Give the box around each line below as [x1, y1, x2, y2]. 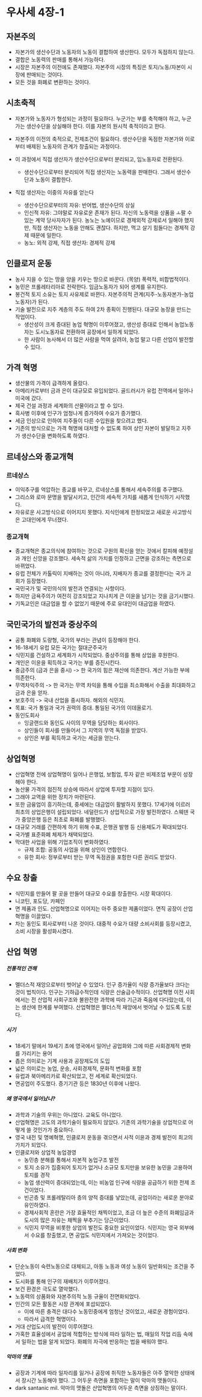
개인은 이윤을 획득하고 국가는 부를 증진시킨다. [14, 659, 121, 666]
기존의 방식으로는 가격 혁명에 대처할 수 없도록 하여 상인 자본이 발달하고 [14, 425, 180, 432]
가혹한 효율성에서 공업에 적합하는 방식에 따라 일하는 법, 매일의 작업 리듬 [14, 1331, 182, 1338]
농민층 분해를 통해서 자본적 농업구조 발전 [23, 1156, 119, 1163]
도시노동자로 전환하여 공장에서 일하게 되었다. [35, 328, 140, 335]
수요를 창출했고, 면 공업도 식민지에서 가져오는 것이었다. [30, 1231, 159, 1239]
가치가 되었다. [14, 1141, 48, 1148]
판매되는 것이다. [26, 71, 64, 78]
